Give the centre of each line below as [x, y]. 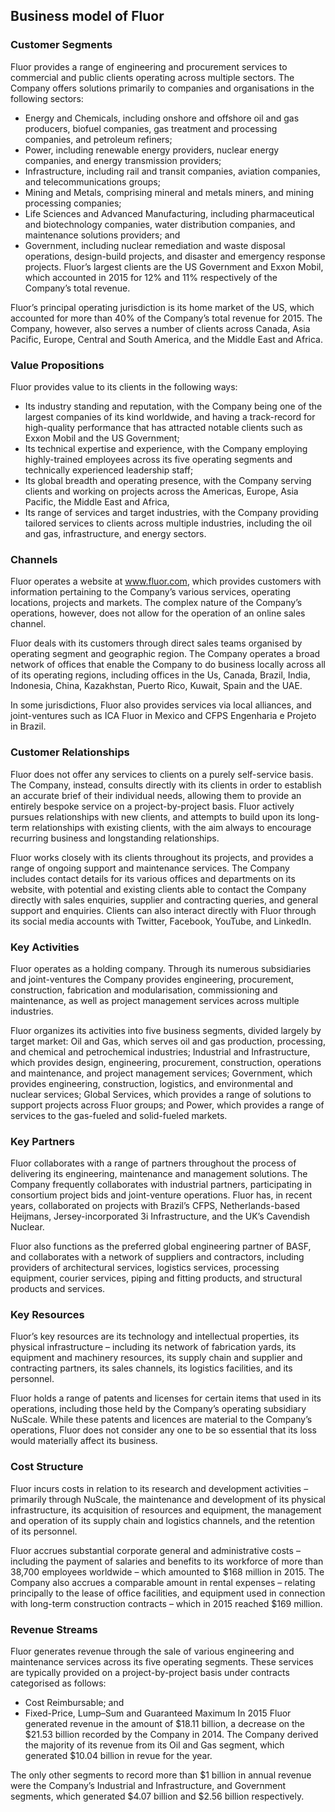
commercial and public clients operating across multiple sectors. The [152, 77]
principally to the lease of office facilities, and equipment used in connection [168, 1593]
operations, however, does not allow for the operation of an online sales [158, 613]
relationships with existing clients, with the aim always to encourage [171, 827]
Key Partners [42, 1141]
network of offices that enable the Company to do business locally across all [168, 665]
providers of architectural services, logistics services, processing [145, 1268]
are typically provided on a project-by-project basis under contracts [150, 1673]
